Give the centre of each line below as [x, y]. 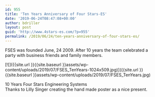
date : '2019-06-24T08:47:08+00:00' [41, 18]
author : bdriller [23, 23]
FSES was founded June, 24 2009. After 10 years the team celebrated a [77, 50]
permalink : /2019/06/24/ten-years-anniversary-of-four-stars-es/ [72, 37]
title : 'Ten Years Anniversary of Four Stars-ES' [56, 14]
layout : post [18, 28]
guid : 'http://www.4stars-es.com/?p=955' [47, 32]
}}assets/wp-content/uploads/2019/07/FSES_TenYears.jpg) [92, 75]
